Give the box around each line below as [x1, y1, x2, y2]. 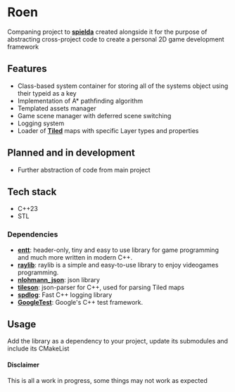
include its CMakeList [7, 344, 70, 353]
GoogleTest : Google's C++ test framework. [17, 298, 144, 306]
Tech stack [7, 186, 57, 198]
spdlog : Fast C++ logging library [17, 290, 113, 299]
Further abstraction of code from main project [17, 165, 151, 174]
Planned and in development [7, 147, 135, 159]
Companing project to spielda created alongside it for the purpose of [7, 27, 208, 36]
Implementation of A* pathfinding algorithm [17, 96, 143, 105]
